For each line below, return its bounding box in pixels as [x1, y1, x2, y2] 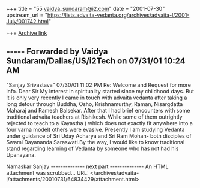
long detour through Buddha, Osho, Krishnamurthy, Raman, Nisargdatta [6, 100, 183, 107]
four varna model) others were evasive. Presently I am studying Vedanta [6, 126, 185, 133]
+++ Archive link [6, 29, 47, 37]
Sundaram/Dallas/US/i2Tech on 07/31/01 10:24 [6, 56, 186, 66]
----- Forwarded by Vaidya [6, 47, 108, 57]
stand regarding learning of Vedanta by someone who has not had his [6, 145, 179, 152]
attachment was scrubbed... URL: [6, 169, 89, 176]
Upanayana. [6, 151, 36, 158]
